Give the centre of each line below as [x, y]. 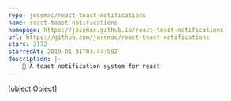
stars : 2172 [28, 45]
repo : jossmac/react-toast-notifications [77, 15]
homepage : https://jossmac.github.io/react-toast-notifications [116, 30]
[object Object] [33, 88]
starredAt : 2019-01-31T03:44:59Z [63, 52]
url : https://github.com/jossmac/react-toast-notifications [109, 37]
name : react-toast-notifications [63, 23]
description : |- [35, 60]
